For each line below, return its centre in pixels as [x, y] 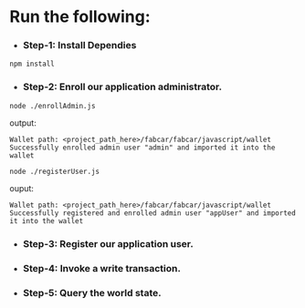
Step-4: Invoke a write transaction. [101, 268]
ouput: [22, 188]
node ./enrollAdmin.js [53, 106]
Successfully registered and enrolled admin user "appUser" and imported [153, 213]
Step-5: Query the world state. [92, 293]
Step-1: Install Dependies [79, 46]
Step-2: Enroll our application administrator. [122, 87]
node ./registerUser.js [55, 171]
